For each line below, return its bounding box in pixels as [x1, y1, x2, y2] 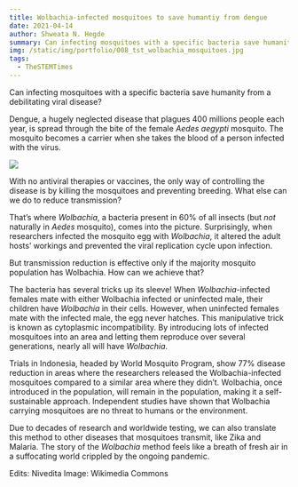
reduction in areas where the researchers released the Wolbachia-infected [9, 367, 282, 378]
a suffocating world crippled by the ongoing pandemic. [9, 451, 210, 461]
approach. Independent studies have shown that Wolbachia [52, 395, 271, 406]
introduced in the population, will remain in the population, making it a [9, 386, 263, 396]
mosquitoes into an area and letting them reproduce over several [9, 331, 246, 342]
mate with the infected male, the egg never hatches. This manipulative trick [9, 312, 285, 323]
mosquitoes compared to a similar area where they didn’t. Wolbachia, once [9, 377, 283, 387]
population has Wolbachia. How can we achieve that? [9, 267, 205, 277]
